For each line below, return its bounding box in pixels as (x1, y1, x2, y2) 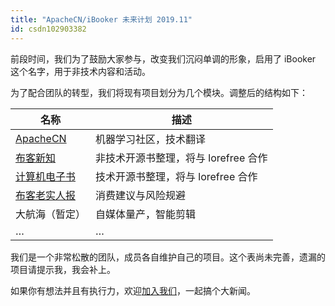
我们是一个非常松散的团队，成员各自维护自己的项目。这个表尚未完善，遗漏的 (10, 251, 326, 263)
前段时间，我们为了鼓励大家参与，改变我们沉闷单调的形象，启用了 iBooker (10, 52, 317, 65)
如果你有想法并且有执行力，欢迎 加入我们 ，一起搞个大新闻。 (10, 284, 256, 296)
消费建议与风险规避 (95, 188, 187, 202)
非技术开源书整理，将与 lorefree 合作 (95, 151, 268, 165)
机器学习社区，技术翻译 (95, 132, 207, 146)
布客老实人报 (15, 188, 77, 202)
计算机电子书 (15, 169, 77, 183)
